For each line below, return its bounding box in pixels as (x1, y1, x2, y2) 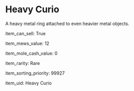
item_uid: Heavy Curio (5, 80, 52, 86)
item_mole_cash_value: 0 (5, 50, 58, 56)
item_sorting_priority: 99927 (5, 70, 65, 76)
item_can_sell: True (5, 30, 46, 36)
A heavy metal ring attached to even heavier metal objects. (5, 20, 129, 27)
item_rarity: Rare (5, 60, 40, 66)
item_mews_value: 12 (5, 40, 50, 47)
